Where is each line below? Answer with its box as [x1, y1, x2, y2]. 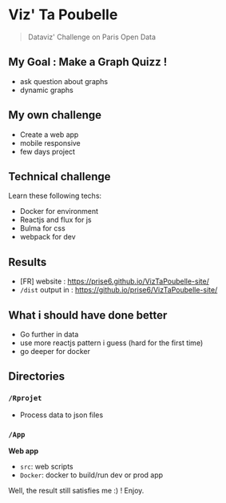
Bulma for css [19, 223, 65, 233]
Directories [8, 370, 65, 384]
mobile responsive [19, 138, 81, 147]
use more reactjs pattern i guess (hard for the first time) [19, 338, 204, 348]
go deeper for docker [19, 347, 90, 356]
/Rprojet [8, 394, 42, 403]
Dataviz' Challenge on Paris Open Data [27, 32, 157, 42]
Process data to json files [19, 410, 104, 420]
